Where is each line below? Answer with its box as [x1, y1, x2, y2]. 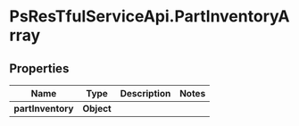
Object [82, 103, 112, 114]
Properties [9, 61, 70, 76]
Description [120, 88, 171, 99]
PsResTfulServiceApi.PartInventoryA [9, 6, 290, 27]
